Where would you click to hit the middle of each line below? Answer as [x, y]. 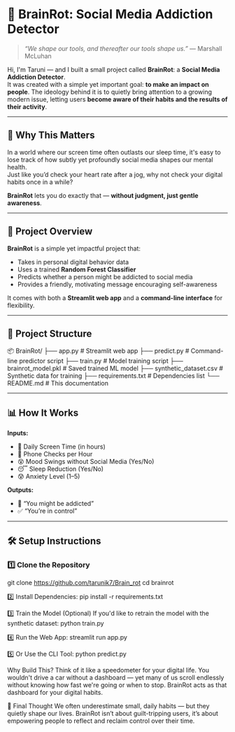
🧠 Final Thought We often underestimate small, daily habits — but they [108, 705]
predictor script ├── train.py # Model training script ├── [101, 361]
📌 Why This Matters [51, 135]
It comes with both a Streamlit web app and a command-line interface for [115, 297]
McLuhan [38, 56]
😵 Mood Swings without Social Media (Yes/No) [86, 462]
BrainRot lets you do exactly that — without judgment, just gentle [103, 195]
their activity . [27, 106]
